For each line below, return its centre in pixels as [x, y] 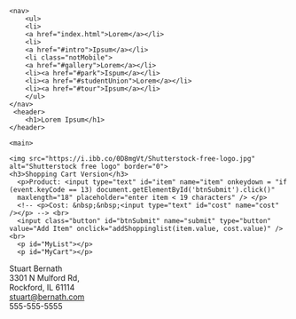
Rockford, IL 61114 [42, 287]
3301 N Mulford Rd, [44, 278]
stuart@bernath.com [47, 297]
